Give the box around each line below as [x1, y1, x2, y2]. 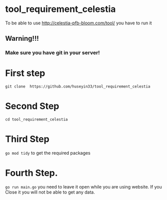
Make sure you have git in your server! [5, 49, 100, 56]
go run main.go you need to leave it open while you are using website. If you [5, 184, 162, 190]
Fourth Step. [5, 168, 58, 179]
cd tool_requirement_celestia [5, 117, 68, 122]
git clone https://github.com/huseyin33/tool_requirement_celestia [5, 84, 151, 89]
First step [5, 68, 45, 79]
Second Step [5, 100, 60, 112]
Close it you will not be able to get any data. [5, 189, 95, 195]
